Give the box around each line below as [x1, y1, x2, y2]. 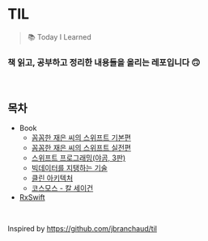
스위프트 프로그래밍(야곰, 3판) [31, 153, 126, 163]
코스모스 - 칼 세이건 [31, 184, 94, 193]
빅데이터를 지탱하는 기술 [31, 163, 108, 173]
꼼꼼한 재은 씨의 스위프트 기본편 [31, 133, 131, 142]
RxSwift [19, 192, 45, 202]
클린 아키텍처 [31, 173, 74, 183]
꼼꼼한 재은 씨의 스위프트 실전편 [31, 143, 131, 153]
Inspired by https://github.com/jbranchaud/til [7, 224, 157, 234]
